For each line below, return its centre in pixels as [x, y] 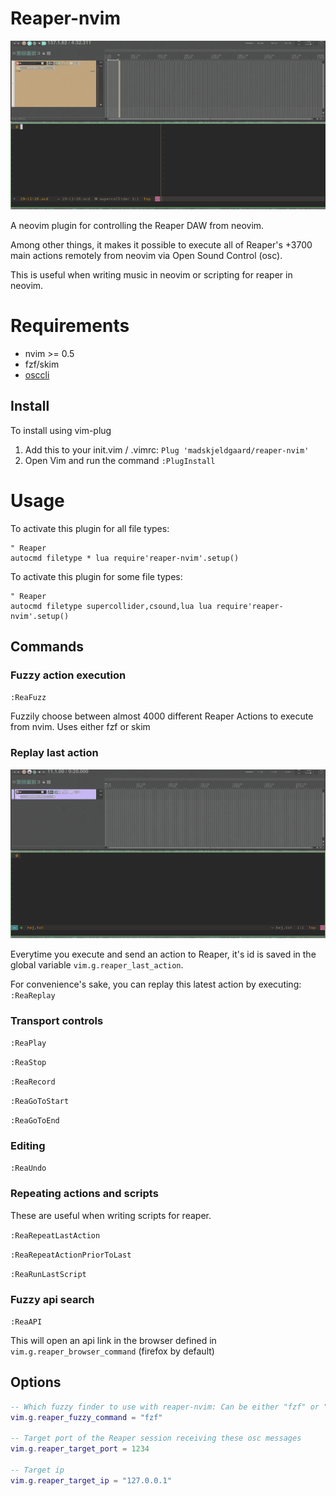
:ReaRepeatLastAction [55, 1235]
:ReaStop [28, 1063]
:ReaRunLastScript [48, 1274]
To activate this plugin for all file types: [90, 528]
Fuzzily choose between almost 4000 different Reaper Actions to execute [162, 716]
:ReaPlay [28, 1043]
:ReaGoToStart [40, 1102]
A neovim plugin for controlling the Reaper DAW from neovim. [137, 225]
